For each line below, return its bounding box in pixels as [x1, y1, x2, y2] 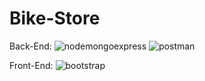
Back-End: [9, 40, 52, 52]
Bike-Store [9, 7, 101, 30]
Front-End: [9, 59, 54, 71]
